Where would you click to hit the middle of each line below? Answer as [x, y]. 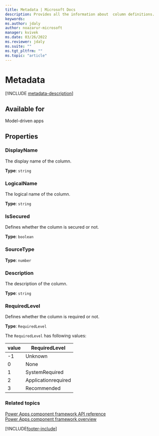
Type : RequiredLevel [26, 326]
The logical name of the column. [38, 194]
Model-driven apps [25, 121]
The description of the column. [36, 284]
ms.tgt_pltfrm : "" [24, 51]
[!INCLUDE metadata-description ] [39, 94]
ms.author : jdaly [23, 23]
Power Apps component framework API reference [55, 414]
